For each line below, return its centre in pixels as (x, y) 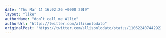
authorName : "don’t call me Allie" (42, 19)
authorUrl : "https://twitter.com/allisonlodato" (56, 23)
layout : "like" (21, 14)
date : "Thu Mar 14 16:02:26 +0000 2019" (47, 10)
